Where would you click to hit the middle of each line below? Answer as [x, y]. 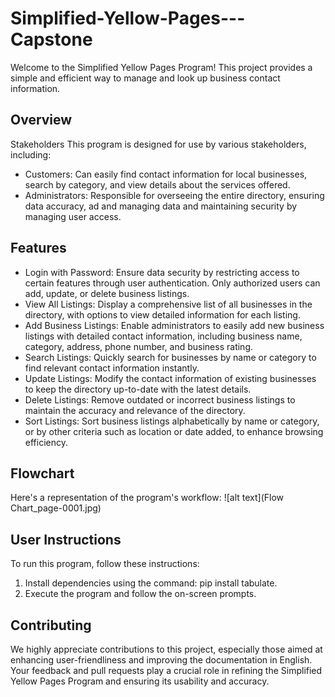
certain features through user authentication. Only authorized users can [172, 283]
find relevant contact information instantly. [112, 368]
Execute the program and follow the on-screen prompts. [140, 594]
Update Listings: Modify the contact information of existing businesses [170, 378]
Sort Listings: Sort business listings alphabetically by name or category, [172, 421]
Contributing [51, 625]
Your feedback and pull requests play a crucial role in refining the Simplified [166, 670]
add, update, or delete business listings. [107, 293]
